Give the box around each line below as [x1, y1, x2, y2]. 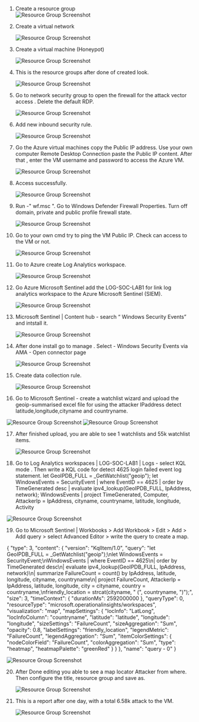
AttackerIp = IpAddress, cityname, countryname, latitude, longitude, [15, 497, 181, 504]
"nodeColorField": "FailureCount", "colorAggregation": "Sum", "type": [7, 639, 176, 646]
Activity [15, 504, 34, 510]
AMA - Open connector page [15, 349, 86, 356]
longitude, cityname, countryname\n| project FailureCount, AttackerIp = [7, 576, 181, 583]
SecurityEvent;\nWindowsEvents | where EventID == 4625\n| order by [7, 557, 178, 564]
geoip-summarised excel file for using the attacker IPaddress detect [15, 401, 182, 408]
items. [15, 437, 31, 443]
